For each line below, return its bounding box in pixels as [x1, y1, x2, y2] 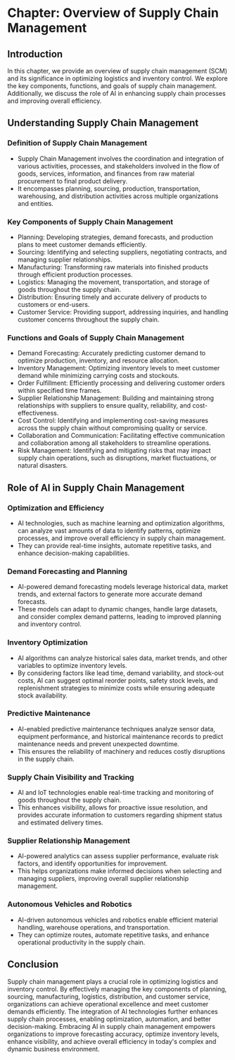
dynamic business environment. [7, 1044, 100, 1053]
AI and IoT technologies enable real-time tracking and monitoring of [17, 788, 214, 797]
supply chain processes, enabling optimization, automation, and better [7, 1014, 212, 1023]
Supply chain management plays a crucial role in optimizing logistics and [7, 977, 218, 985]
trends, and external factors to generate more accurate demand [17, 590, 203, 599]
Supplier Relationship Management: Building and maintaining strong [17, 394, 215, 403]
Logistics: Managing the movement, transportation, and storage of [17, 277, 210, 286]
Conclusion [7, 958, 59, 970]
